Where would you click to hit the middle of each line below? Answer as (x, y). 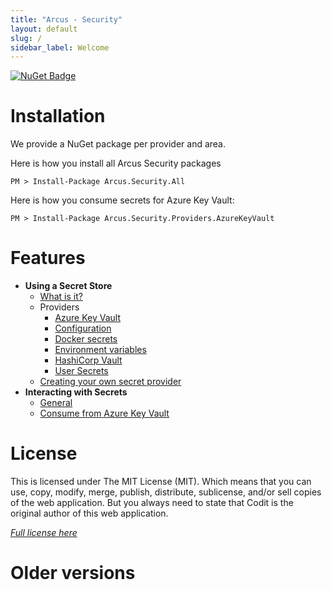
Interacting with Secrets (76, 392)
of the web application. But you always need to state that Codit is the (152, 503)
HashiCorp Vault (88, 360)
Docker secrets (86, 339)
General (56, 403)
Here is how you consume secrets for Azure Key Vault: (122, 200)
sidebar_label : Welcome (60, 47)
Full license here (44, 533)
